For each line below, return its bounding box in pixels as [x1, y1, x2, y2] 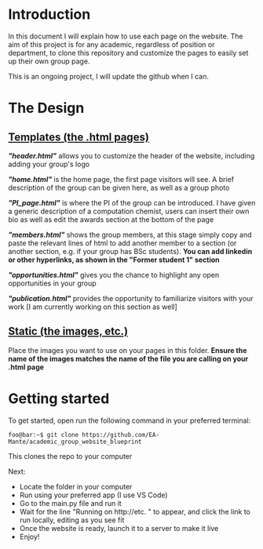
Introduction [8, 5, 91, 24]
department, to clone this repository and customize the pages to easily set [8, 48, 249, 57]
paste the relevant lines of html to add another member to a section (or [8, 238, 237, 248]
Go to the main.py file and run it [19, 498, 122, 507]
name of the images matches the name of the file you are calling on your [8, 354, 249, 363]
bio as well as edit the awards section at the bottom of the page [8, 214, 214, 224]
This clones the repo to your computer [8, 451, 133, 460]
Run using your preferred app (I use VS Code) [19, 490, 168, 500]
